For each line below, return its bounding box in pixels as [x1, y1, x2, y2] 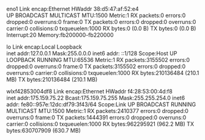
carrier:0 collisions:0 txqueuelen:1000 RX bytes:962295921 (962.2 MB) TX [6, 120, 195, 128]
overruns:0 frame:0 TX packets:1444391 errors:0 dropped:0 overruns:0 [6, 114, 187, 121]
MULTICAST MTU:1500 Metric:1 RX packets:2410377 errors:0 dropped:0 [6, 107, 188, 114]
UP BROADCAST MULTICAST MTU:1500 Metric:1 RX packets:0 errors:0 [6, 12, 186, 19]
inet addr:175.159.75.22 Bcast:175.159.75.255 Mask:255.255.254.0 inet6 [6, 95, 185, 101]
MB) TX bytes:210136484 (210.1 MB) [6, 76, 98, 83]
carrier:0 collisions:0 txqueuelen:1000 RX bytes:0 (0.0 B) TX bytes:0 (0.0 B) [6, 25, 196, 32]
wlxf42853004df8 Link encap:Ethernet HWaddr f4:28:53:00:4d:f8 [6, 88, 173, 95]
